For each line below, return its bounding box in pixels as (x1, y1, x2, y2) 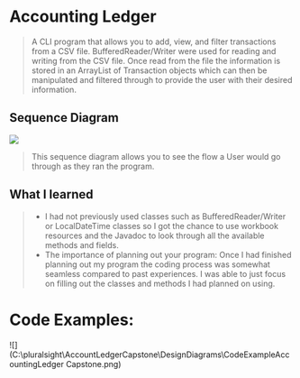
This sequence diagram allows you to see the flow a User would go (31, 151, 281, 161)
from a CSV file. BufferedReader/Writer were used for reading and (31, 45, 277, 56)
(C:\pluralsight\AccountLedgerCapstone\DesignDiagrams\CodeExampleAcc (9, 349, 290, 360)
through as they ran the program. (31, 161, 155, 171)
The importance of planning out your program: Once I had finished (44, 249, 292, 260)
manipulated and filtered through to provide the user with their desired (31, 74, 293, 85)
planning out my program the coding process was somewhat (44, 259, 270, 270)
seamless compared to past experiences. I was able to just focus (44, 268, 286, 279)
